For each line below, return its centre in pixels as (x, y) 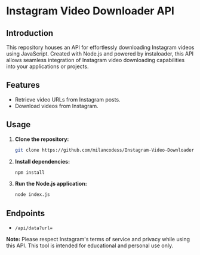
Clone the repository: (42, 139)
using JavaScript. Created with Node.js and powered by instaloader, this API (100, 54)
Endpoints (26, 213)
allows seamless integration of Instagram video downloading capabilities (96, 60)
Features (23, 85)
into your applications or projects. (47, 66)
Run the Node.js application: (51, 184)
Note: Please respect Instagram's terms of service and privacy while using (98, 239)
